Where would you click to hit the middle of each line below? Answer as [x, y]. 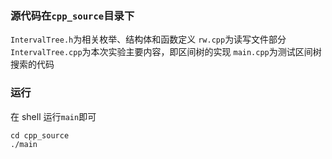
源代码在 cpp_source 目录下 [72, 15]
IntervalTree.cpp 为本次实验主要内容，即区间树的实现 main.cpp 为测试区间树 [166, 52]
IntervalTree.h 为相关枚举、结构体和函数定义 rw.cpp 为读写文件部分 [148, 39]
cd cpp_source [40, 135]
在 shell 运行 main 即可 [53, 116]
